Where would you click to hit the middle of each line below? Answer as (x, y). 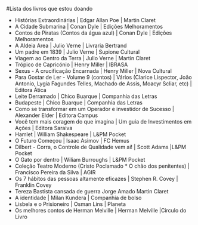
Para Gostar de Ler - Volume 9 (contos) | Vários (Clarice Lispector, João (103, 77)
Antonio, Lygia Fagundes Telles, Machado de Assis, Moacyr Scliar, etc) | (103, 84)
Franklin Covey (33, 185)
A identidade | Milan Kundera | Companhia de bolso (78, 198)
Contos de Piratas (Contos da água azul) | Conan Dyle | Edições (93, 33)
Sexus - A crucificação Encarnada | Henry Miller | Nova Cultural (93, 71)
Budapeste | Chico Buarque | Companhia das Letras (79, 103)
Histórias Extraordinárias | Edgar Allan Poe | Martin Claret (85, 20)
